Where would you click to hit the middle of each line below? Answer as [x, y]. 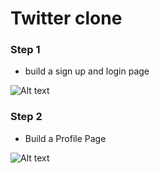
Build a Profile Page [65, 138]
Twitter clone [66, 18]
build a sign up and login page [87, 71]
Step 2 [26, 117]
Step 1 [25, 50]
